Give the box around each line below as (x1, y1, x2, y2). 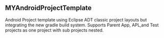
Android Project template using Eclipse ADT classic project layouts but (5, 17, 147, 22)
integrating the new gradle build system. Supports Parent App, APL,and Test (5, 22, 159, 28)
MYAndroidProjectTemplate (5, 4, 92, 12)
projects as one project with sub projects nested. (5, 27, 104, 33)
